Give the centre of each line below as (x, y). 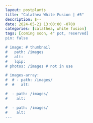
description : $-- (23, 19)
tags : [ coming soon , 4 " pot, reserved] (47, 33)
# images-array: (22, 75)
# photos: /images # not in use (39, 66)
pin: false (17, 38)
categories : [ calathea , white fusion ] (46, 29)
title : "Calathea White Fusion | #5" (45, 15)
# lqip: (16, 61)
